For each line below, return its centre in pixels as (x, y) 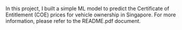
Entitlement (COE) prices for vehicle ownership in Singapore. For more (91, 15)
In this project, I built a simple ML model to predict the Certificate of (87, 9)
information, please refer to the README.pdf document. (73, 21)
